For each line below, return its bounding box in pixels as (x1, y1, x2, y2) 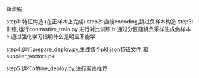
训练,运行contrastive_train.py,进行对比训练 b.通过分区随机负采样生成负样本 (6, 26, 191, 32)
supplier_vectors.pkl (6, 53, 56, 59)
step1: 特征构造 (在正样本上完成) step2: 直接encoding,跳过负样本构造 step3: (6, 18, 194, 25)
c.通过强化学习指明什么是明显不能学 (6, 33, 96, 40)
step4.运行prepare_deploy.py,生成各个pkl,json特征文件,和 (6, 46, 148, 53)
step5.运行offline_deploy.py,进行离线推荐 (6, 65, 108, 72)
